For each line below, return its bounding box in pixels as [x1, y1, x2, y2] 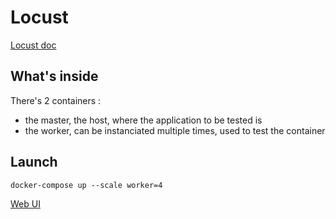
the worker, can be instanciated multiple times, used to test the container [24, 124, 326, 136]
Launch [10, 154, 58, 171]
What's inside [10, 68, 99, 85]
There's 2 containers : [10, 94, 102, 106]
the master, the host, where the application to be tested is [24, 114, 263, 126]
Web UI [10, 197, 41, 210]
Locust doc [10, 39, 57, 51]
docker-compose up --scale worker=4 [10, 180, 163, 190]
